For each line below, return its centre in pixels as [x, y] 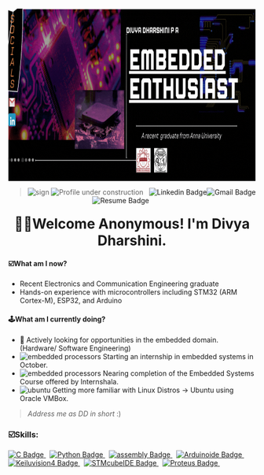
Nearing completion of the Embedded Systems [178, 373]
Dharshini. [132, 241]
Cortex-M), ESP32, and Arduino [71, 301]
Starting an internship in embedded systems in [178, 356]
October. [34, 365]
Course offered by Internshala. [69, 381]
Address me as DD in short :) [74, 414]
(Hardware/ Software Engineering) [75, 348]
